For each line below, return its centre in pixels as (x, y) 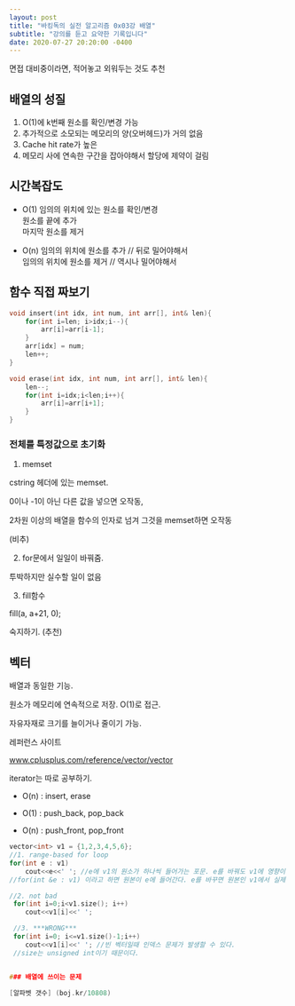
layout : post (33, 17)
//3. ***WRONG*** (45, 929)
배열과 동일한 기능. (41, 685)
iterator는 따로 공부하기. (51, 779)
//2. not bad (33, 896)
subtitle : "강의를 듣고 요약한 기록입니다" (78, 34)
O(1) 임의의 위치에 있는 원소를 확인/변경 (90, 209)
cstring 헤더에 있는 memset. (59, 483)
